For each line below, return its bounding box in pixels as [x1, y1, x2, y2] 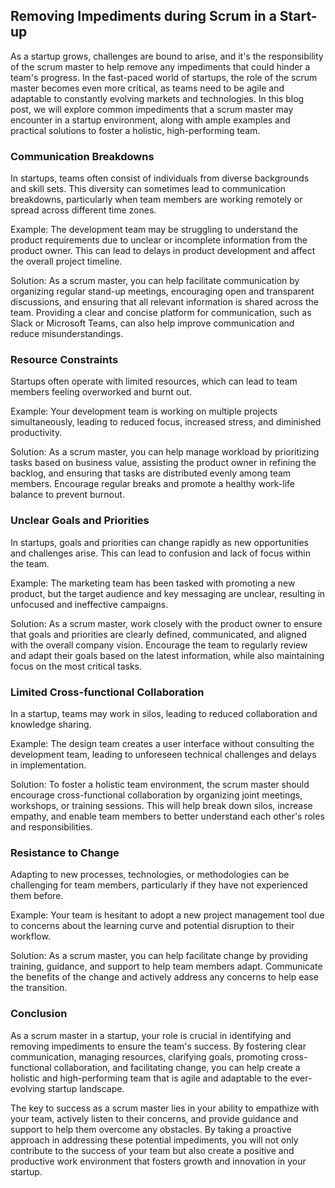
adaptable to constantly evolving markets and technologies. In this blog [10, 92, 305, 104]
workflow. [10, 930, 51, 943]
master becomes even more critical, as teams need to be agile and [10, 82, 285, 94]
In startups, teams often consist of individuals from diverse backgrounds [10, 172, 310, 184]
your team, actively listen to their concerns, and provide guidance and [10, 1112, 299, 1124]
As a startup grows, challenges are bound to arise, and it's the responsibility [10, 50, 324, 62]
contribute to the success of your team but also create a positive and [10, 1144, 295, 1156]
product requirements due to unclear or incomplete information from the [10, 234, 308, 246]
